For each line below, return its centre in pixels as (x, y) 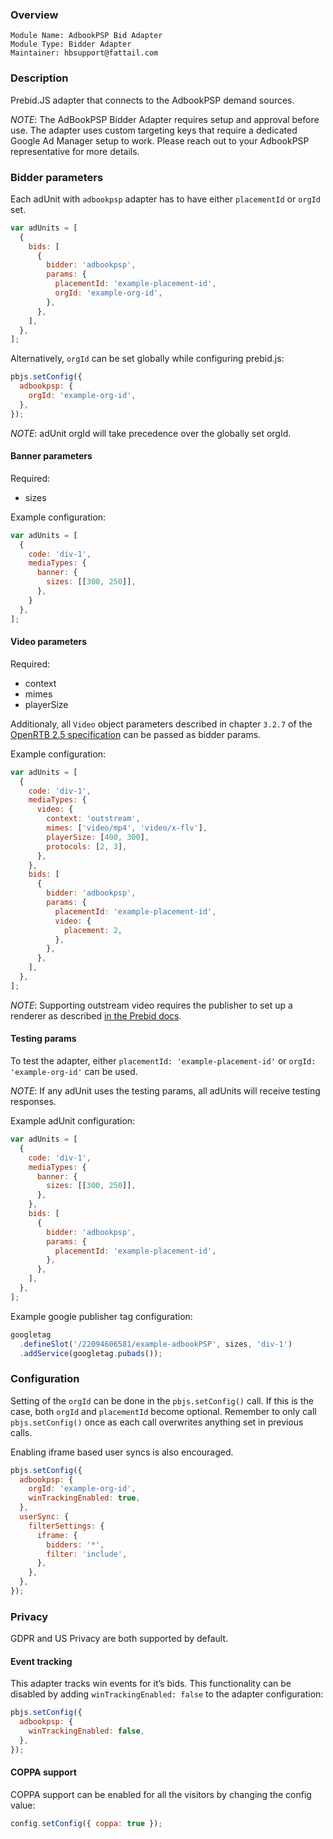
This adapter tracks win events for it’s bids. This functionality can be (151, 1684)
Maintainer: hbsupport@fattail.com (84, 53)
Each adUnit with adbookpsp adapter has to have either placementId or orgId (165, 199)
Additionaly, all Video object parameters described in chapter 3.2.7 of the (161, 724)
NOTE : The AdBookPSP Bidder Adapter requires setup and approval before (165, 119)
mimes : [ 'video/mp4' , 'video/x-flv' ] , (127, 828)
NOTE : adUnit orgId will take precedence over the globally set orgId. (151, 433)
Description (39, 78)
